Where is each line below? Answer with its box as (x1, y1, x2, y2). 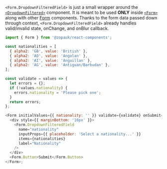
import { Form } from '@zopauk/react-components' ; (5, 35, 112, 40)
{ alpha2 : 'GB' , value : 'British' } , (9, 48, 88, 54)
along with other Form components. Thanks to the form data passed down (5, 15, 158, 20)
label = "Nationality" (18, 141, 61, 146)
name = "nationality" (18, 127, 59, 132)
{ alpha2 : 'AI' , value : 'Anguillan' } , (9, 58, 92, 63)
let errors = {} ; (9, 81, 46, 86)
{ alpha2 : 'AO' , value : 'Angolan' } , (9, 53, 88, 58)
